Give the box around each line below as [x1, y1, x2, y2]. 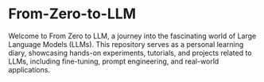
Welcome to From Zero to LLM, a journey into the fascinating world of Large [8, 31, 257, 41]
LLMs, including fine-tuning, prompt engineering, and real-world [8, 57, 219, 66]
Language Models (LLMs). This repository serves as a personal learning [8, 39, 244, 49]
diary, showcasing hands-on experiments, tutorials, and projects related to [8, 48, 252, 57]
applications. [8, 64, 50, 74]
